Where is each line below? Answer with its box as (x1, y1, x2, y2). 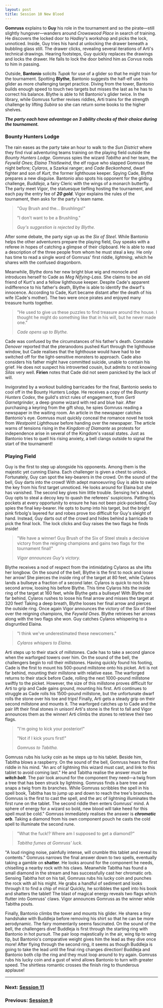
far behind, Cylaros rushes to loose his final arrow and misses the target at (5, 596, 154, 601)
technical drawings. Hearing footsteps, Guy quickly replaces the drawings (5, 51, 153, 56)
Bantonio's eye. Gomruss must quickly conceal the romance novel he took (5, 415, 153, 421)
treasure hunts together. (5, 300, 53, 306)
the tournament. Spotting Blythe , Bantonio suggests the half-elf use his (5, 76, 148, 82)
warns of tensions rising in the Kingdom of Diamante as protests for (5, 425, 141, 431)
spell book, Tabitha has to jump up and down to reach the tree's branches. (5, 790, 154, 796)
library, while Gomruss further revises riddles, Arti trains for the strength (5, 96, 149, 102)
